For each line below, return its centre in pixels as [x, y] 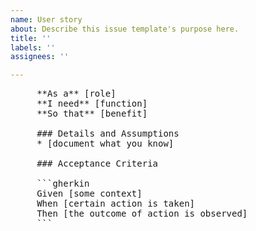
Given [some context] [89, 194]
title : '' [31, 38]
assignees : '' [40, 57]
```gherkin [63, 184]
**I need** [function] [92, 104]
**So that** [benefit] [92, 114]
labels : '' [33, 47]
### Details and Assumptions [108, 134]
